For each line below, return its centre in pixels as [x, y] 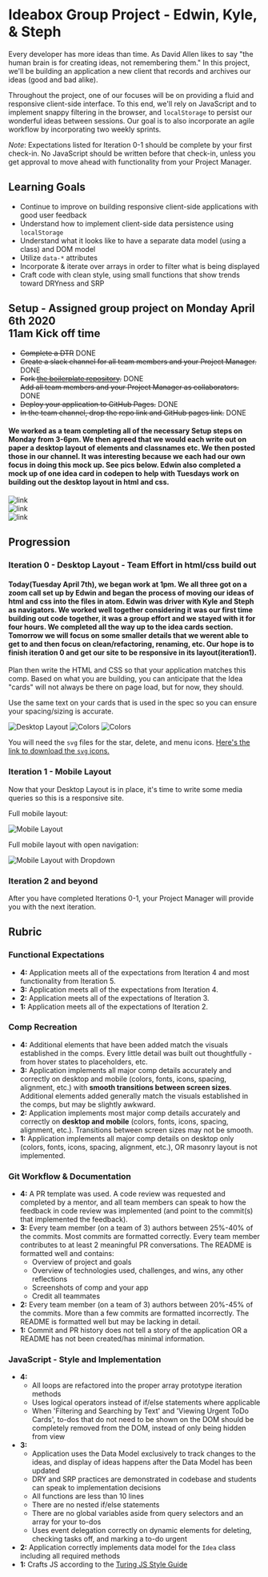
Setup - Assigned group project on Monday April [132, 309]
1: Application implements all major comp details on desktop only [127, 1138]
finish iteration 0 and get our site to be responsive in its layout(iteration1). [133, 652]
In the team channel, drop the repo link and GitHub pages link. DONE [133, 413]
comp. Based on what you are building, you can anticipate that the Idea [126, 679]
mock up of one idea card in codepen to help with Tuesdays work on [124, 474]
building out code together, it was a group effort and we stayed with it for [132, 618]
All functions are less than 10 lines [88, 1496]
